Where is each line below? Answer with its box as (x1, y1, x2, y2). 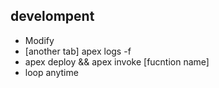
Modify (24, 34, 55, 46)
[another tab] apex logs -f (24, 45, 132, 57)
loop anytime (24, 66, 79, 78)
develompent (10, 8, 95, 25)
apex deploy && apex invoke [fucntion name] (24, 55, 210, 68)
